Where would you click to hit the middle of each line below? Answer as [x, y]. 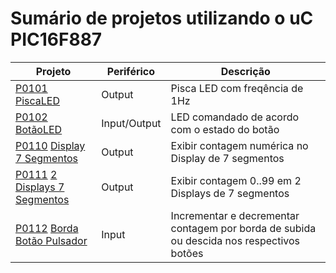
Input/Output [131, 123]
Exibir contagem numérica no [239, 145]
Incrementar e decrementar [235, 215]
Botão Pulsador [51, 240]
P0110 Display [50, 145]
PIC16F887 [56, 39]
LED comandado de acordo [235, 117]
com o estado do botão [225, 129]
